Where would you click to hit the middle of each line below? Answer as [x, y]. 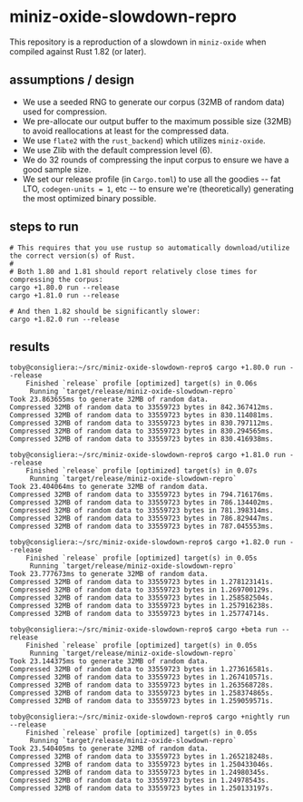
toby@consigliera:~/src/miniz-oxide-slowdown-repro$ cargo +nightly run [150, 717]
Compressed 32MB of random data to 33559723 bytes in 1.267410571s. [142, 678]
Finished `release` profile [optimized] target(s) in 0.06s [142, 384]
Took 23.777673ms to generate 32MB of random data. [109, 574]
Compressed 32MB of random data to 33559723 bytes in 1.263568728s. [142, 685]
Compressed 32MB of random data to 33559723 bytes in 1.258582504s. [142, 598]
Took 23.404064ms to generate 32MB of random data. [109, 487]
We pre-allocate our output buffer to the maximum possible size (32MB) [157, 121]
